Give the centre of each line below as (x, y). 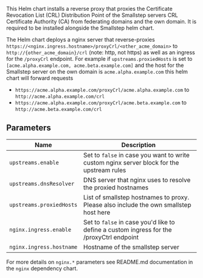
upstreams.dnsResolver (42, 184)
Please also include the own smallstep (137, 204)
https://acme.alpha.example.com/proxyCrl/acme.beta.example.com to (101, 103)
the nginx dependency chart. (42, 268)
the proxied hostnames (116, 188)
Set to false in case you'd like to (129, 222)
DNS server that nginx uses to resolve (137, 180)
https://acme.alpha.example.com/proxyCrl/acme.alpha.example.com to (102, 90)
